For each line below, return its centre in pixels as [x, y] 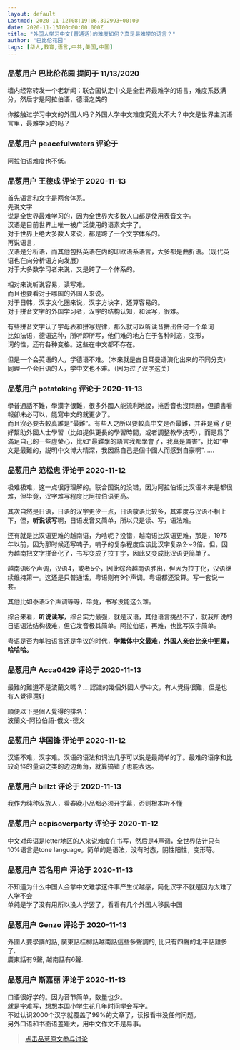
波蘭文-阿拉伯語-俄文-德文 [46, 720]
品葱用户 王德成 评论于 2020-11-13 [67, 181]
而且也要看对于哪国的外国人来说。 [57, 293]
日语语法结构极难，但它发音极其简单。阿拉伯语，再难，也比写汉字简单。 [114, 626]
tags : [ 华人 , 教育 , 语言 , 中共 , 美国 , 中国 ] [60, 47]
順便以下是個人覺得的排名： [48, 711]
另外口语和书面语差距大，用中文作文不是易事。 [76, 1024]
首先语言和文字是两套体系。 [48, 198]
